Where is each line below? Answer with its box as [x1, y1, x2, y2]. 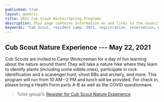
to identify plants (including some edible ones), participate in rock [5, 66, 138, 72]
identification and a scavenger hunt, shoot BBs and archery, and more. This [5, 71, 157, 77]
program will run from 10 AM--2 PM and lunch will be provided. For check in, [5, 76, 159, 83]
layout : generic [5, 12, 38, 17]
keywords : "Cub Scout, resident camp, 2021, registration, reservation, [5, 25, 156, 30]
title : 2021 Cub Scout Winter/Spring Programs [5, 16, 102, 21]
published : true [5, 7, 38, 12]
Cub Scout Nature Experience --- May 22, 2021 [5, 43, 151, 51]
